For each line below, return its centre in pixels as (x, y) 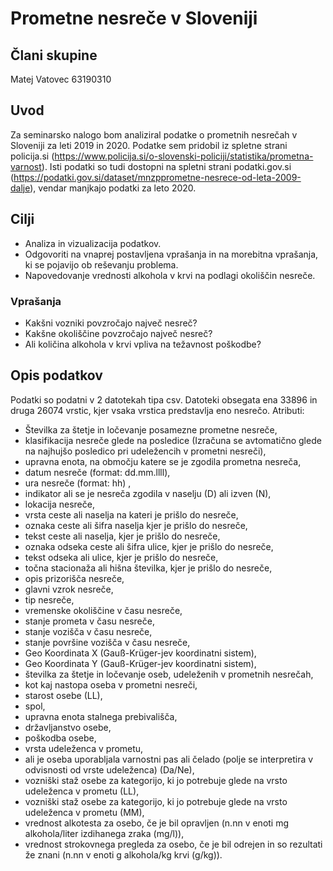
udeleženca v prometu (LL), (82, 791)
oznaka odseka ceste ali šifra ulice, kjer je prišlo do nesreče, (149, 546)
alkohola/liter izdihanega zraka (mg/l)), (104, 833)
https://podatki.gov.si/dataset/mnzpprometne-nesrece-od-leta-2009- (157, 177)
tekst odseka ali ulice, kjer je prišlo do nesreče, (121, 557)
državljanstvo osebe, (68, 727)
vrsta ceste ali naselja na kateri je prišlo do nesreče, (131, 514)
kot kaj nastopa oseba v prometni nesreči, (111, 684)
